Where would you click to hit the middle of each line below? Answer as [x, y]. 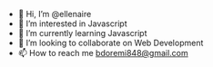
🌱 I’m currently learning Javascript [82, 33]
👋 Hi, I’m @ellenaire [55, 14]
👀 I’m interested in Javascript [72, 24]
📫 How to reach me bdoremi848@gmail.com [103, 53]
